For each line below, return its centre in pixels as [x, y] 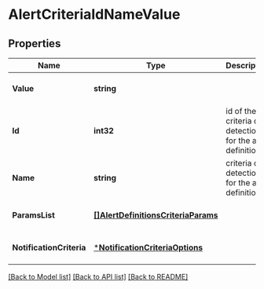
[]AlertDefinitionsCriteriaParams [156, 215]
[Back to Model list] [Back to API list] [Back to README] [98, 277]
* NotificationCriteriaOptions [148, 247]
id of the [241, 111]
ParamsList [33, 215]
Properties [35, 44]
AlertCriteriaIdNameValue [94, 15]
